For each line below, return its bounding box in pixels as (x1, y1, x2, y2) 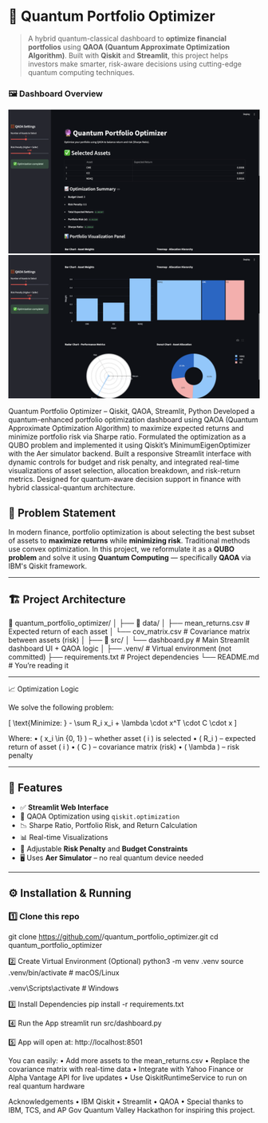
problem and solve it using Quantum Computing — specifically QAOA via (8, 552, 251, 562)
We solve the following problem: (8, 703, 114, 712)
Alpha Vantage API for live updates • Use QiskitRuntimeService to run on (8, 1073, 247, 1082)
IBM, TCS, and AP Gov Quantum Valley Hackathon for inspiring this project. (8, 1105, 255, 1115)
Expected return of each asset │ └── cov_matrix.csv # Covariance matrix (8, 627, 250, 636)
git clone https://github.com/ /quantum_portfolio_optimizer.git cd (8, 932, 219, 942)
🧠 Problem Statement (8, 506, 116, 520)
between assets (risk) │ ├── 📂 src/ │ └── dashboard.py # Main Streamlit (8, 635, 250, 644)
